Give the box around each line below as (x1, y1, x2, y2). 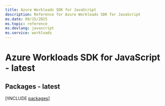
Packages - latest (5, 82, 60, 91)
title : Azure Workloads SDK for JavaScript (5, 7, 97, 12)
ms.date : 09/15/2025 (5, 16, 48, 21)
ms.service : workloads (5, 30, 52, 35)
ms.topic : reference (5, 21, 48, 26)
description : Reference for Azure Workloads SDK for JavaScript (5, 12, 141, 17)
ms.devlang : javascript (5, 26, 55, 31)
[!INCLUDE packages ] (5, 96, 50, 101)
